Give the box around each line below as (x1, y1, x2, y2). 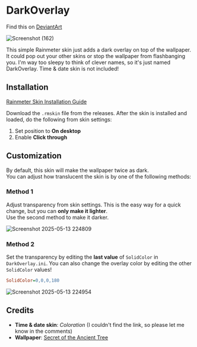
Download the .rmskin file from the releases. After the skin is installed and (6, 109, 188, 116)
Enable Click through (14, 133, 68, 141)
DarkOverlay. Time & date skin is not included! (6, 65, 119, 72)
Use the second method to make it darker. (6, 214, 109, 221)
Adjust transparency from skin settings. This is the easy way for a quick (6, 201, 181, 208)
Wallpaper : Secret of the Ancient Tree (14, 333, 109, 341)
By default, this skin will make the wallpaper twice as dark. (6, 167, 150, 174)
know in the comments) (14, 327, 73, 335)
